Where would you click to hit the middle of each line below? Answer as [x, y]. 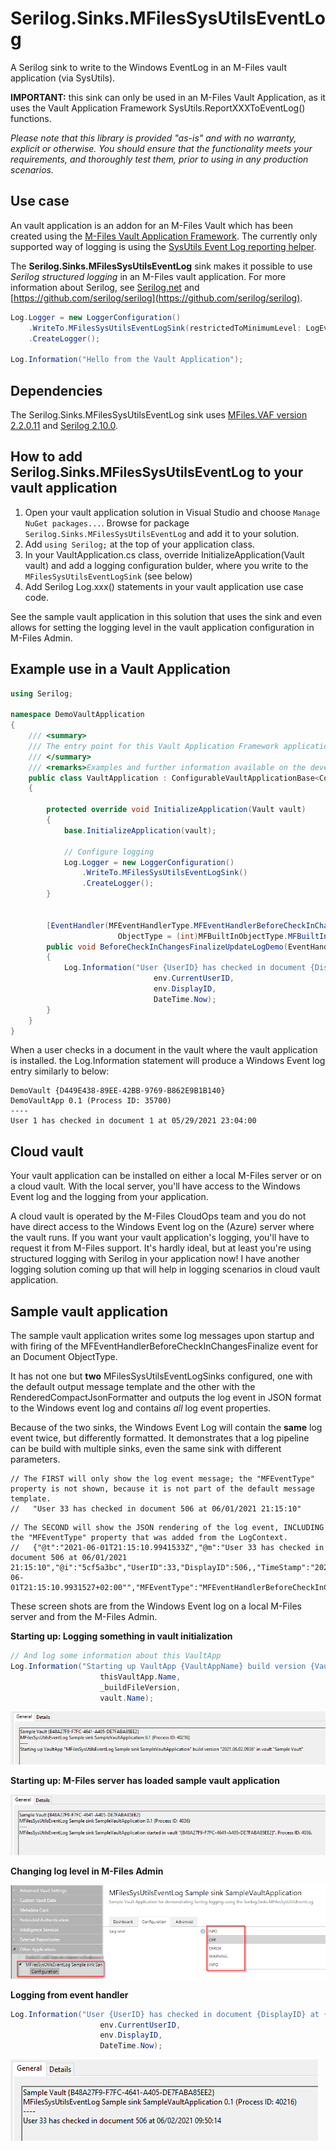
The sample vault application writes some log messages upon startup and [162, 1336]
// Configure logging [109, 852]
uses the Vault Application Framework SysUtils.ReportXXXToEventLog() [158, 108]
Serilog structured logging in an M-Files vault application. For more [148, 276]
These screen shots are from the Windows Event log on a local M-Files [156, 1606]
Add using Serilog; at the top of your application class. [139, 544]
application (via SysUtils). [63, 78]
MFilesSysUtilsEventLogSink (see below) [108, 576]
